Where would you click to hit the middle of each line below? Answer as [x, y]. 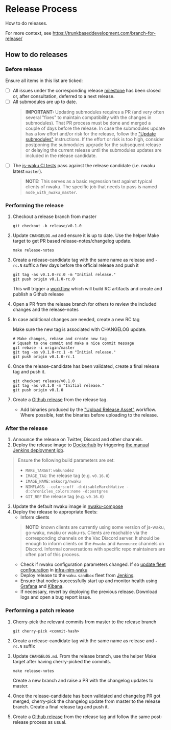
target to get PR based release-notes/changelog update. [72, 241]
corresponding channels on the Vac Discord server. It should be [92, 538]
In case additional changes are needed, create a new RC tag [76, 320]
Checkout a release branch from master [55, 216]
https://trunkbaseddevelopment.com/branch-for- [104, 33]
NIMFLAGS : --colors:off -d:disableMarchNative [75, 487]
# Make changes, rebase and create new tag [60, 339]
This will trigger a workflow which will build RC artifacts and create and [87, 289]
